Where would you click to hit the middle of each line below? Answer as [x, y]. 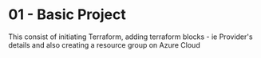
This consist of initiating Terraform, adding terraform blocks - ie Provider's [130, 37]
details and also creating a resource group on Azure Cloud [105, 44]
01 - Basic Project [67, 15]
